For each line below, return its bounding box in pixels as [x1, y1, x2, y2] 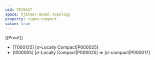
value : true [5, 21, 30, 26]
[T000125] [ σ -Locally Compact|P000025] [12, 44, 98, 50]
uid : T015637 [5, 7, 32, 12]
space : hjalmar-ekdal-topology [5, 12, 70, 17]
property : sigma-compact [5, 16, 57, 21]
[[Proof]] [5, 35, 23, 41]
